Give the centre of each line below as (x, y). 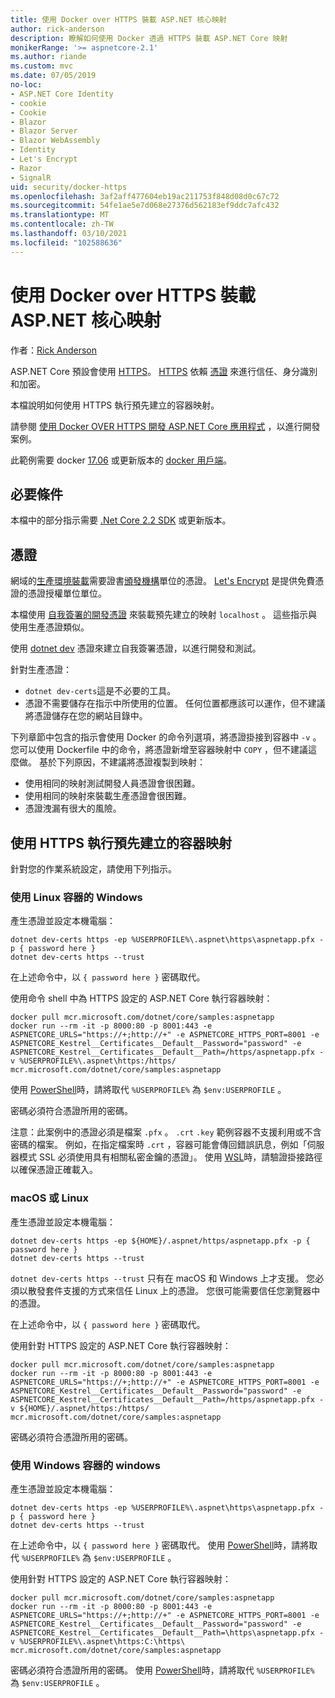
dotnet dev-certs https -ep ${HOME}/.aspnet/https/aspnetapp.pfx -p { (160, 1241)
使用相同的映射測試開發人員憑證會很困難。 (112, 783)
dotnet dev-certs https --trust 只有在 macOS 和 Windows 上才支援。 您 (163, 1278)
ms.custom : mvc (42, 66)
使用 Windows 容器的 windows (85, 1465)
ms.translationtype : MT (60, 215)
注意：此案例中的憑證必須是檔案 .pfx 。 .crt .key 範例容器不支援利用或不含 (166, 1132)
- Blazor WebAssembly (55, 141)
